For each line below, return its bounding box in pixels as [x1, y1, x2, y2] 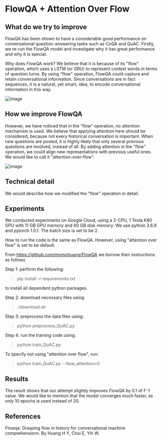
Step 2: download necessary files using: [5, 294, 86, 300]
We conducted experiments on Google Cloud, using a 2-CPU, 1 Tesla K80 [5, 218, 152, 223]
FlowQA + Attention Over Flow [5, 3, 130, 15]
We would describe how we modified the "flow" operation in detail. [5, 190, 140, 196]
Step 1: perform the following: [5, 266, 64, 272]
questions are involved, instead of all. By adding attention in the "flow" [5, 144, 146, 149]
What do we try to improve [5, 23, 87, 31]
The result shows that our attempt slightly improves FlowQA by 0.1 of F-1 [5, 388, 150, 394]
